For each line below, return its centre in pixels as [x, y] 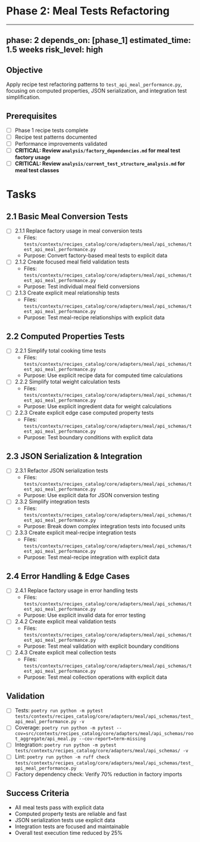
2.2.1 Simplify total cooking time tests [60, 351]
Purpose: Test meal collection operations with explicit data [96, 677]
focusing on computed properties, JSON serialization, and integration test [97, 91]
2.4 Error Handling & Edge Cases [68, 576]
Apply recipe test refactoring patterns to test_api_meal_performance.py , [94, 84]
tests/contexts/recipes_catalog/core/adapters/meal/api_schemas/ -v [101, 751]
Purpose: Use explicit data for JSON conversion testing [91, 495]
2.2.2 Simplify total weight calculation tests [68, 382]
